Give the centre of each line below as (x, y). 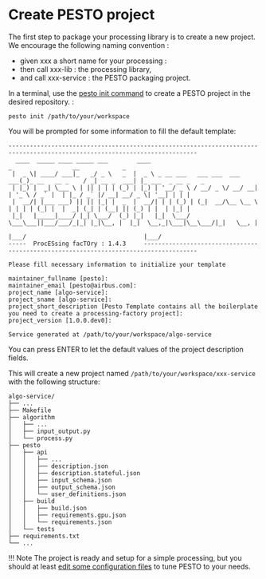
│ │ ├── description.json (59, 466)
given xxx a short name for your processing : (93, 61)
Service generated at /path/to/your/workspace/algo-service (110, 334)
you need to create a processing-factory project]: (96, 313)
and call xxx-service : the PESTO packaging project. (105, 77)
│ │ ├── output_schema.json (62, 487)
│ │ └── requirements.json (60, 522)
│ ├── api (28, 452)
